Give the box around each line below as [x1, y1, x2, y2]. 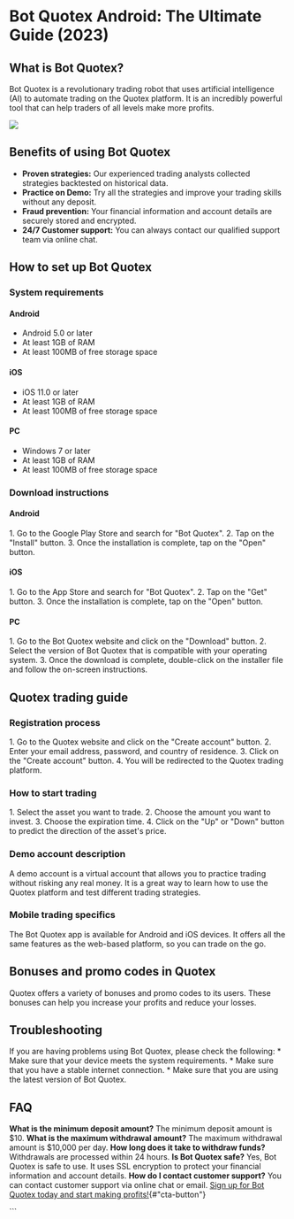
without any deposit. [21, 197, 97, 207]
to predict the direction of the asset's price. [9, 826, 167, 837]
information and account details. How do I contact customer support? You [9, 1170, 283, 1181]
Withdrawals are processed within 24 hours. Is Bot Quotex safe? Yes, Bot [9, 1152, 277, 1162]
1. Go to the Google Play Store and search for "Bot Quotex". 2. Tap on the [9, 528, 275, 538]
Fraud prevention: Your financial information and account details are [21, 205, 272, 216]
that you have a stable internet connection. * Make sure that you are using [9, 1065, 279, 1076]
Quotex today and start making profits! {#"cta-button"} [9, 1189, 207, 1200]
